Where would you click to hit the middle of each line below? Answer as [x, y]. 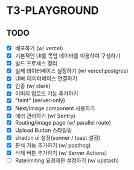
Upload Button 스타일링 [43, 130]
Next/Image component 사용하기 [55, 108]
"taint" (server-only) [40, 100]
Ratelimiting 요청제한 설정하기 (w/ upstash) [67, 160]
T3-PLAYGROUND [53, 11]
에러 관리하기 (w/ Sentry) [45, 116]
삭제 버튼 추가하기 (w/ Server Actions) [61, 152]
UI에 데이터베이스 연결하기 [46, 79]
